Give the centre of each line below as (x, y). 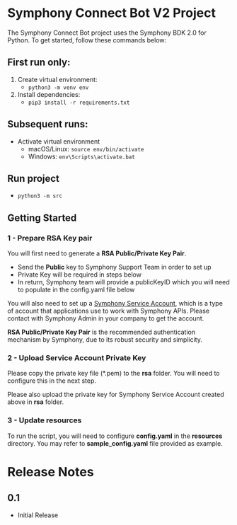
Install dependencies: (49, 94)
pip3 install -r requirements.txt (79, 103)
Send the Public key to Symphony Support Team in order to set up (114, 267)
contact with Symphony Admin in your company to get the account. (106, 318)
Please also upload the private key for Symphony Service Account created (116, 395)
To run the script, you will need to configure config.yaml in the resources (115, 436)
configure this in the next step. (52, 381)
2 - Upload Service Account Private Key (77, 357)
